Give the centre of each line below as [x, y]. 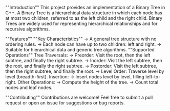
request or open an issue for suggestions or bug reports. [65, 103]
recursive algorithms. [28, 29]
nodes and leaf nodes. [29, 88]
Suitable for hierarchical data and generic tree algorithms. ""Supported [80, 50]
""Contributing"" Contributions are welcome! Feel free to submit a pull [79, 97]
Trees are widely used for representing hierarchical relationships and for [81, 23]
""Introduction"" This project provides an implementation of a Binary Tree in [85, 7]
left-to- [153, 77]
